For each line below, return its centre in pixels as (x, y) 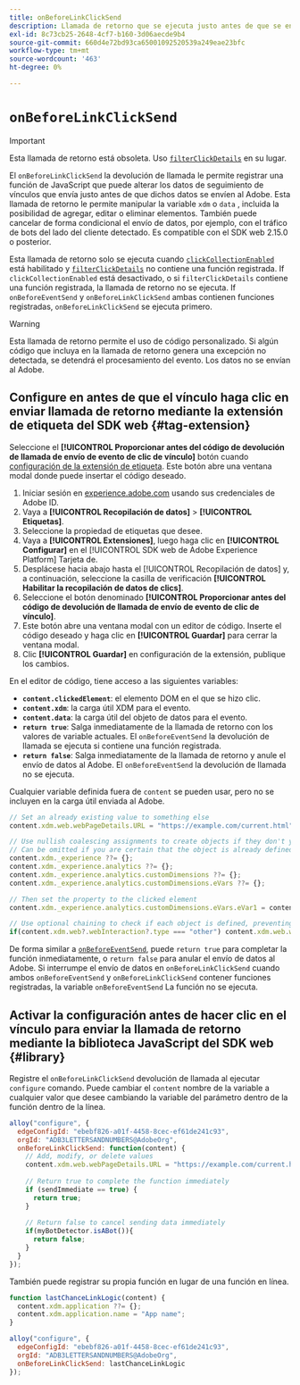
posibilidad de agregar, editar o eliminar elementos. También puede (133, 213)
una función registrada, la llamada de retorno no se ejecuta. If (123, 288)
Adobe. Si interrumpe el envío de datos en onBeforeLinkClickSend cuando (145, 968)
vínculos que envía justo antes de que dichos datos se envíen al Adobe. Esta (150, 194)
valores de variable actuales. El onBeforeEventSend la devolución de (146, 736)
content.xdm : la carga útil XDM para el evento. (106, 707)
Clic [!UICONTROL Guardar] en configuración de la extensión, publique (154, 654)
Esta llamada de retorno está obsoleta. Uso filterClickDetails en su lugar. (148, 158)
